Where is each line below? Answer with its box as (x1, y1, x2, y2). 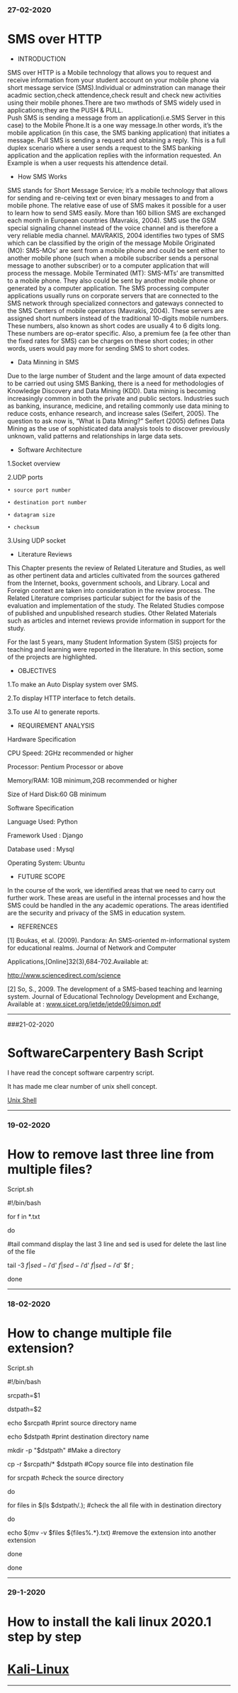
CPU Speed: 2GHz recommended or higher (7, 749, 134, 757)
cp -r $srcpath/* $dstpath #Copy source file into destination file (7, 1459, 194, 1468)
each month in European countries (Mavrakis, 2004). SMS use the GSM (7, 216, 217, 225)
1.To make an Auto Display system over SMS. (7, 680, 139, 689)
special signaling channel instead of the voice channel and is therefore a (7, 223, 218, 232)
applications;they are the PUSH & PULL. (7, 106, 124, 114)
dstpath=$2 (7, 1405, 42, 1413)
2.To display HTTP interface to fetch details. (7, 693, 136, 702)
